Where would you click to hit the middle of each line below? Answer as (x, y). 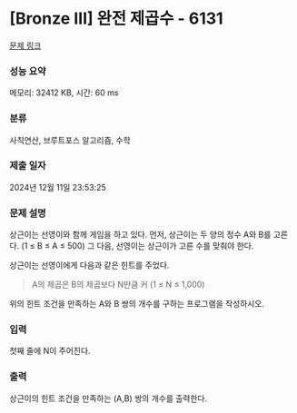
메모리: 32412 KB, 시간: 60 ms (64, 93)
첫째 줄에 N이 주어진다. (50, 351)
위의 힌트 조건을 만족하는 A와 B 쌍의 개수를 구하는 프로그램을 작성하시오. (137, 304)
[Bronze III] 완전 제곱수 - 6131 (117, 19)
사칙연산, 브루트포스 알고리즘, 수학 (70, 140)
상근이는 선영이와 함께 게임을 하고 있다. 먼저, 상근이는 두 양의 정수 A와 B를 (140, 235)
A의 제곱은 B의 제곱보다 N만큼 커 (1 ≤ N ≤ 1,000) (118, 285)
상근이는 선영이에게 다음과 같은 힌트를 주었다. (89, 265)
